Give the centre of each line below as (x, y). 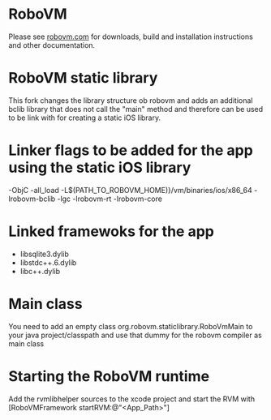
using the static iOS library (100, 168)
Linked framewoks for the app (112, 231)
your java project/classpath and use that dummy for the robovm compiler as (135, 335)
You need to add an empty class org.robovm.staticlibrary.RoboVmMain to (131, 326)
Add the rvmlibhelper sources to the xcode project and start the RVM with (132, 399)
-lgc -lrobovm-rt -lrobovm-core (109, 199)
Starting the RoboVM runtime (109, 376)
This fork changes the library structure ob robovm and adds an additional (131, 100)
